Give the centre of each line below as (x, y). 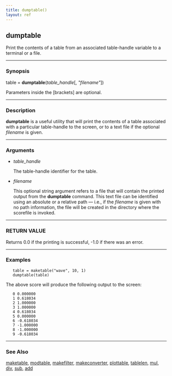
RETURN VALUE (26, 231)
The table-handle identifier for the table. (55, 171)
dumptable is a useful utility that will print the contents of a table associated (86, 121)
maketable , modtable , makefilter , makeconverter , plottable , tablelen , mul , (82, 363)
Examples (18, 260)
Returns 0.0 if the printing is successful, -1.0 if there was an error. (75, 242)
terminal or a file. (23, 53)
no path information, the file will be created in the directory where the (86, 207)
